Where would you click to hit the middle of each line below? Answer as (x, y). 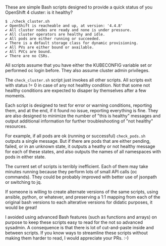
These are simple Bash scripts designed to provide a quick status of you (79, 7)
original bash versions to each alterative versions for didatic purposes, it (79, 202)
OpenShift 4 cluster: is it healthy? (39, 12)
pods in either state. (26, 157)
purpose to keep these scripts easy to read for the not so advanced (74, 222)
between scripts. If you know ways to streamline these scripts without (77, 233)
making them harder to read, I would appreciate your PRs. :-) (67, 238)
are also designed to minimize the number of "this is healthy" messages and (83, 116)
